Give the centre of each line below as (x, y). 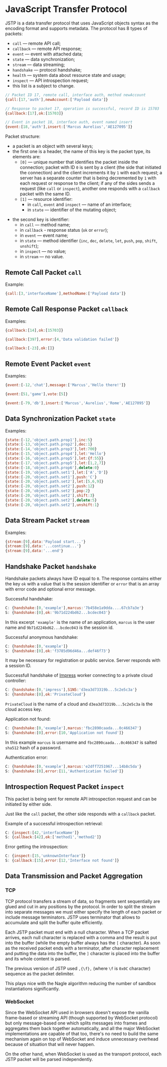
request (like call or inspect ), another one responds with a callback (90, 189)
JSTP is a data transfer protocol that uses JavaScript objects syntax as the (82, 23)
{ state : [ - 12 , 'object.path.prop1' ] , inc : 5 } (49, 440)
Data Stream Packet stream (47, 521)
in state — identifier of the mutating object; (72, 210)
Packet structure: (23, 136)
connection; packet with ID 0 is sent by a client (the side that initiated (90, 167)
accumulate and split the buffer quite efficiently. (54, 922)
